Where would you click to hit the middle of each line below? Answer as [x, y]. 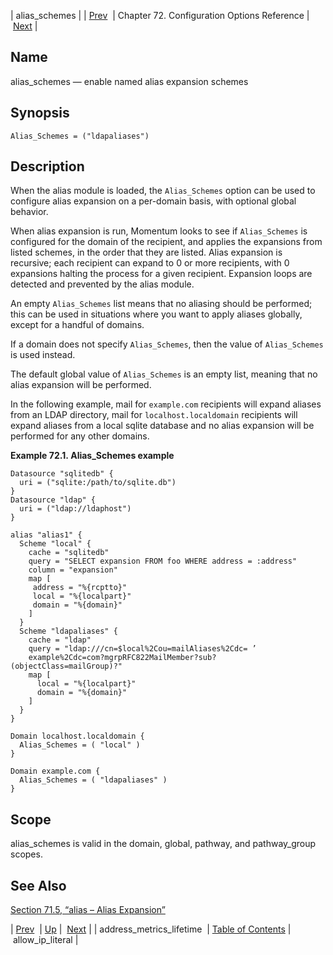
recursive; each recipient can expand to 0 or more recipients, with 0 [150, 263]
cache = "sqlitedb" [69, 553]
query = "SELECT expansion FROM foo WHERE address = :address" [163, 561]
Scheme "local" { [55, 544]
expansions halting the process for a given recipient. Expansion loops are [161, 274]
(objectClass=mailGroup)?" [66, 666]
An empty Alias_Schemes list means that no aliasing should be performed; [161, 304]
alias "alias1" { [46, 535]
